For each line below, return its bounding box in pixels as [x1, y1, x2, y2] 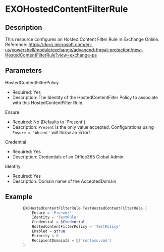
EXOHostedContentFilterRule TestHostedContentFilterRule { [23, 205, 148, 211]
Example [5, 193, 33, 201]
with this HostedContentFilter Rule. [12, 100, 84, 105]
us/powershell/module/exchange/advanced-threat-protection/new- [5, 47, 143, 52]
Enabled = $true [31, 229, 65, 234]
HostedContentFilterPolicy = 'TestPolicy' [31, 224, 121, 229]
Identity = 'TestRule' [31, 215, 79, 220]
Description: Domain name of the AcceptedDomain [12, 178, 116, 184]
